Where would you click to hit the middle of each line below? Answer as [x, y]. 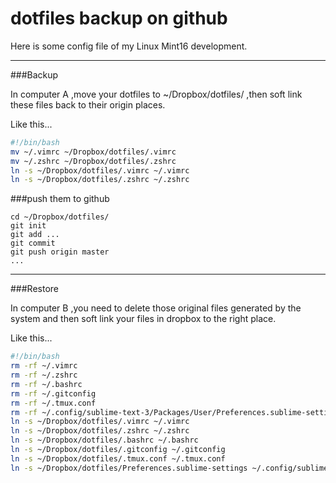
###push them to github [60, 199]
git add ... [35, 235]
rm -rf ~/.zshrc [44, 375]
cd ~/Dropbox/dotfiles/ [60, 217]
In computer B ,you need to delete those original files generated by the [156, 308]
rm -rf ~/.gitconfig [53, 393]
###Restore [34, 289]
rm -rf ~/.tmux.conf [53, 403]
